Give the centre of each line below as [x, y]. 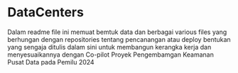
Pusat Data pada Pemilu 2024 [51, 62]
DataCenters [45, 12]
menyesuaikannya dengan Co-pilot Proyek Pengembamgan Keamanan [111, 55]
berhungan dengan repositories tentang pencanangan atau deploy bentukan [119, 39]
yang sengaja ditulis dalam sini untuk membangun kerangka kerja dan [109, 47]
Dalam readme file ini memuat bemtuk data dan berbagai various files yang [117, 32]
